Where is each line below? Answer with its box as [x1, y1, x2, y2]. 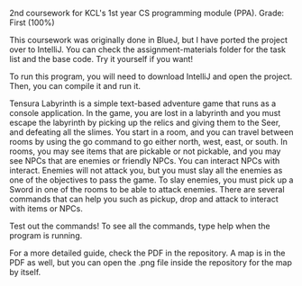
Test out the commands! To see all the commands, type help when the [9, 220, 270, 231]
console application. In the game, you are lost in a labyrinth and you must [9, 108, 281, 118]
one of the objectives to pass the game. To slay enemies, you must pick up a [9, 174, 294, 185]
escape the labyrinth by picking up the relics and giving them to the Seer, [9, 117, 281, 128]
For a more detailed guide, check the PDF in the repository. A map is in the [9, 247, 286, 258]
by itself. [9, 267, 41, 277]
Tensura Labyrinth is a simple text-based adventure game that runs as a [9, 98, 277, 109]
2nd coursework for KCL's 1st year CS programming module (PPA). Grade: [9, 8, 285, 18]
